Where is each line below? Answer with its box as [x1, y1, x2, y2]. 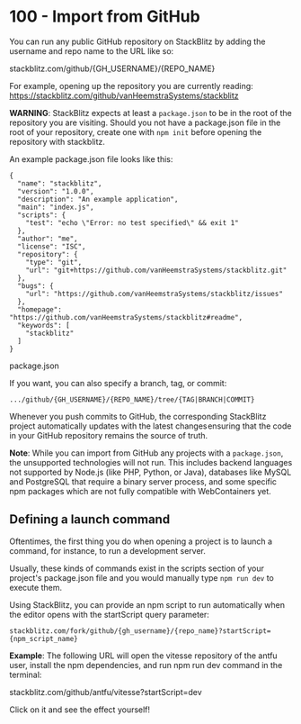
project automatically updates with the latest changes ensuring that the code [9, 421, 292, 431]
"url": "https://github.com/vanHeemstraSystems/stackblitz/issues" [25, 289, 283, 298]
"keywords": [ [17, 321, 70, 330]
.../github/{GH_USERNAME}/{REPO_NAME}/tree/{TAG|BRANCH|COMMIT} [9, 394, 255, 404]
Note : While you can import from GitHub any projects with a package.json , [9, 448, 284, 458]
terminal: [9, 669, 42, 680]
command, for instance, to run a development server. [9, 545, 207, 556]
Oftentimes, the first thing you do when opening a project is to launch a [9, 536, 272, 547]
